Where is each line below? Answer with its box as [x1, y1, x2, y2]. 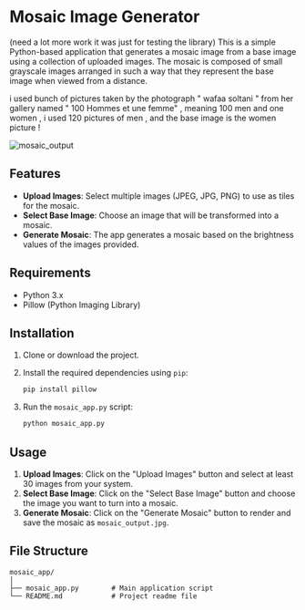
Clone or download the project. [22, 349, 139, 361]
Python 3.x [22, 289, 64, 300]
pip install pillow [22, 385, 97, 394]
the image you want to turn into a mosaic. [22, 497, 179, 508]
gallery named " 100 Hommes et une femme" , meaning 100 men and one [9, 102, 284, 113]
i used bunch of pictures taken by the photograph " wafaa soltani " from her [9, 93, 294, 104]
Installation [9, 326, 75, 341]
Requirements [9, 265, 91, 281]
